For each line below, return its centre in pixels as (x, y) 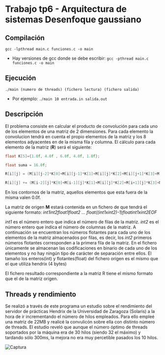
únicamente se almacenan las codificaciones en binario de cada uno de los (81, 248)
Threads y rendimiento (41, 294)
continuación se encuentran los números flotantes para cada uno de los (78, 233)
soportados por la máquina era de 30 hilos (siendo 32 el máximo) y (73, 332)
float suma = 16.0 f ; (26, 165)
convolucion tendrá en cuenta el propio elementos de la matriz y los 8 (76, 136)
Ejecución (21, 78)
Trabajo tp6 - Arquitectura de (66, 9)
